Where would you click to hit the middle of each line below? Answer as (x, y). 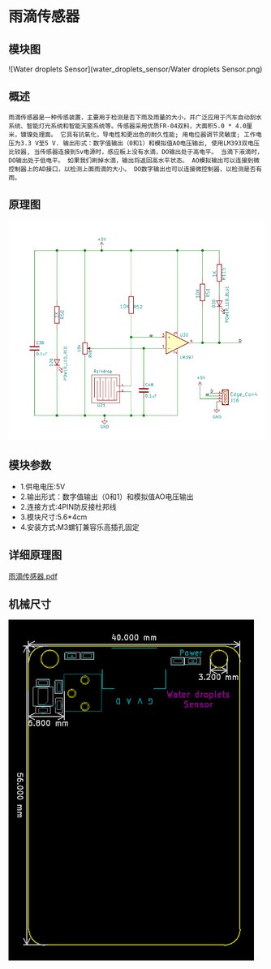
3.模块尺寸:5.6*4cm (54, 517)
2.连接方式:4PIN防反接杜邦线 (68, 506)
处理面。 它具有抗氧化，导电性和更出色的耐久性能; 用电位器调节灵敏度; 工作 (144, 135)
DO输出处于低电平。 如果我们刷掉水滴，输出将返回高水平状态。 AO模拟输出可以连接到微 (134, 160)
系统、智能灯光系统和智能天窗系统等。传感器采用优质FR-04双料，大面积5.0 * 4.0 (127, 126)
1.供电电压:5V (43, 486)
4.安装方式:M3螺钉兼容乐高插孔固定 (80, 527)
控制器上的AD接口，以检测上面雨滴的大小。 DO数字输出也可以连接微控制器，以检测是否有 (135, 169)
